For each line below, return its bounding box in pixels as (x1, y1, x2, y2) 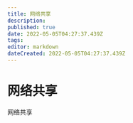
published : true (7, 23, 55, 31)
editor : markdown (7, 43, 59, 50)
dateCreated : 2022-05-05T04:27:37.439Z (7, 50, 126, 58)
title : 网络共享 (7, 10, 51, 18)
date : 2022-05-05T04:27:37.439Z (7, 30, 103, 38)
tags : (7, 37, 23, 44)
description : (7, 17, 46, 24)
